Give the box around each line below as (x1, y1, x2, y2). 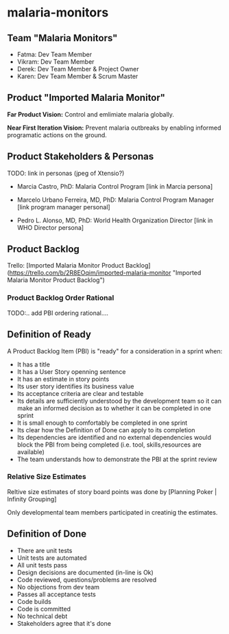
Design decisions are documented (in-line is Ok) (16, 568, 154, 576)
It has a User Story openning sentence (16, 367, 126, 375)
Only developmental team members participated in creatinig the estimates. (7, 508, 218, 516)
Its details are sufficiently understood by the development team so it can (16, 397, 221, 405)
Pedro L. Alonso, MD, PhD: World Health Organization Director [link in (16, 216, 213, 224)
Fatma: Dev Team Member (16, 50, 93, 58)
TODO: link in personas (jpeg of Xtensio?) (7, 169, 125, 177)
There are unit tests (16, 546, 73, 554)
